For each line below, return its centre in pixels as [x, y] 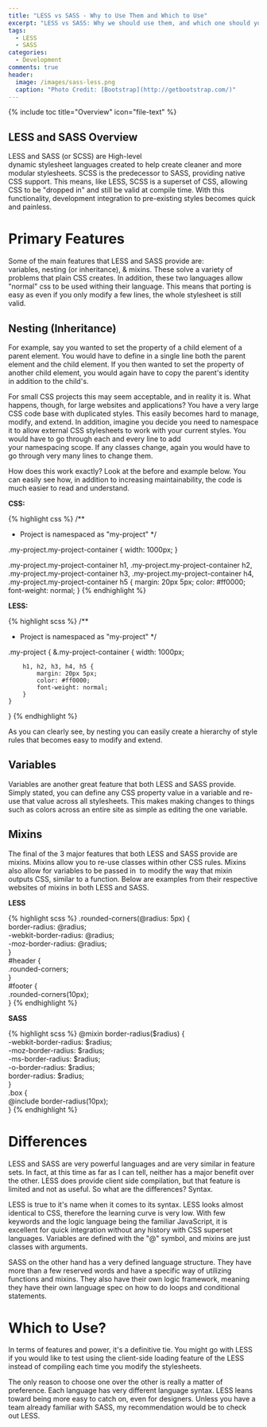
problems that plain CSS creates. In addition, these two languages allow [126, 278]
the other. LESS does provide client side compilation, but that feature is [124, 1181]
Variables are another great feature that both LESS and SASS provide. [122, 784]
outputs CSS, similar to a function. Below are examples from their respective [133, 878]
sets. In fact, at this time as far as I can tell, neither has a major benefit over [131, 1172]
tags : [17, 30]
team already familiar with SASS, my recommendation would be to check [128, 1407]
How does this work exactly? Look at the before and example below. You [127, 471]
